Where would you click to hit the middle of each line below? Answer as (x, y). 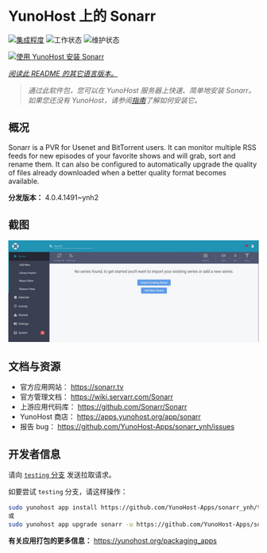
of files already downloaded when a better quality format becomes (117, 172)
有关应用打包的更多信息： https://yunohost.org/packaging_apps (112, 540)
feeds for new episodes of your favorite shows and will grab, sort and (122, 156)
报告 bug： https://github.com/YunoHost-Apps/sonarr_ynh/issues (127, 427)
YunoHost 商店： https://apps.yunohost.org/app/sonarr (110, 417)
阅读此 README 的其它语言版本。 (63, 73)
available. (24, 181)
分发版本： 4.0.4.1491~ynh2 (54, 197)
